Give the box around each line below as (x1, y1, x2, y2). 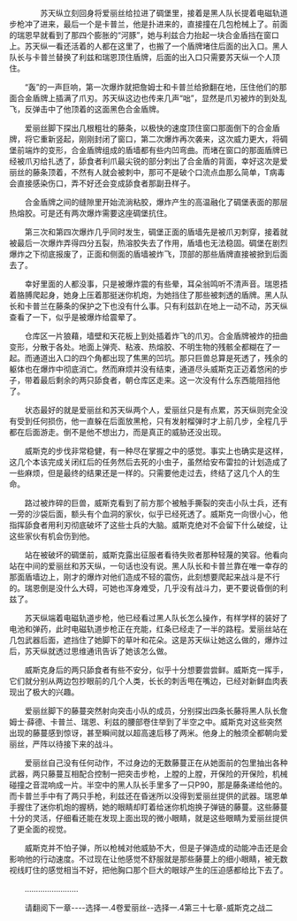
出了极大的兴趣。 (16, 687, 80, 697)
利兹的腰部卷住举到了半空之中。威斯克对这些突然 (104, 717, 283, 727)
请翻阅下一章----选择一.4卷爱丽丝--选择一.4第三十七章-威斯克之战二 (24, 902, 274, 913)
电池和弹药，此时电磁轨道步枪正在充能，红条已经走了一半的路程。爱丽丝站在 (9, 624, 288, 634)
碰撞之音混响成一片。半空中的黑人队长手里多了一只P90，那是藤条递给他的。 (9, 779, 287, 790)
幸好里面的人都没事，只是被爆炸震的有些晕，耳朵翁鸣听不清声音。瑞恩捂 (24, 279, 288, 289)
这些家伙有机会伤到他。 (9, 531, 95, 541)
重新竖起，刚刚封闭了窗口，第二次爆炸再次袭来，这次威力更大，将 (39, 134, 280, 144)
